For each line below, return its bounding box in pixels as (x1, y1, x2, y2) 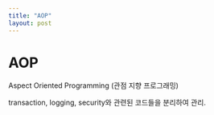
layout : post (8, 19, 52, 27)
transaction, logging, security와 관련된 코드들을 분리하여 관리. (8, 97, 207, 108)
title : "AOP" (8, 11, 52, 20)
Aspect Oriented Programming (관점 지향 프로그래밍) (8, 81, 179, 90)
